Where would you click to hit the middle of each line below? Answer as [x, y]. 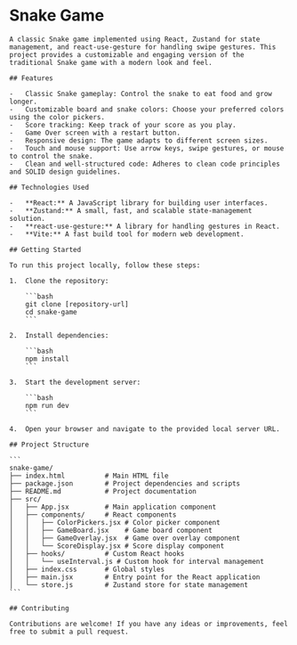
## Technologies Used [49, 187]
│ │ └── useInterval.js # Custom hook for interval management [137, 561]
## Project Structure [49, 445]
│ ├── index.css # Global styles [87, 569]
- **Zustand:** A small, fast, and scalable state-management [131, 210]
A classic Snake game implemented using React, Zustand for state [135, 39]
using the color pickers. [57, 117]
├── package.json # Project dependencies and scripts [125, 483]
